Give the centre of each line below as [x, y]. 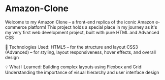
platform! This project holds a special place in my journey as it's [93, 27]
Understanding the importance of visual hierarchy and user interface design [82, 72]
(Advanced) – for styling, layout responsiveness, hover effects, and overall [81, 52]
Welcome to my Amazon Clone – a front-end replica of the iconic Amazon [80, 22]
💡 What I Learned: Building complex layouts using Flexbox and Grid [73, 67]
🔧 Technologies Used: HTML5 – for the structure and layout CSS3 [72, 47]
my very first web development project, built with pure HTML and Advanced [82, 32]
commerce [16, 27]
